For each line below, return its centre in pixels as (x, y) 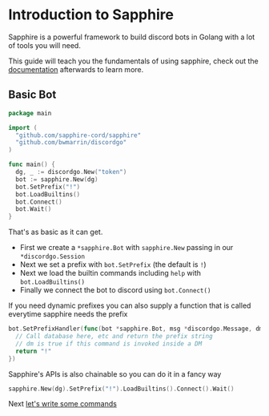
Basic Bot (32, 95)
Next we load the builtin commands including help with (110, 273)
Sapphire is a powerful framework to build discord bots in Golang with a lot (132, 37)
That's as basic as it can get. (56, 232)
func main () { (32, 165)
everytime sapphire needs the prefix (68, 314)
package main (30, 113)
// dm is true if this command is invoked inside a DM (109, 343)
